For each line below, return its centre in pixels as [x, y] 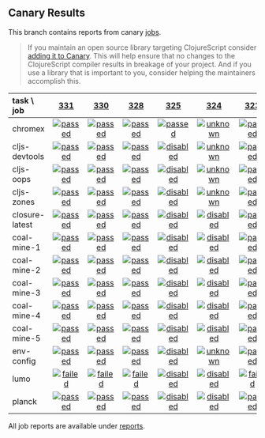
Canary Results [47, 13]
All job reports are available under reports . [77, 425]
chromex [28, 128]
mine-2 [26, 270]
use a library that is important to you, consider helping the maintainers [142, 72]
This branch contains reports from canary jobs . [85, 32]
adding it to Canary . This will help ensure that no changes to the [131, 55]
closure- [28, 214]
